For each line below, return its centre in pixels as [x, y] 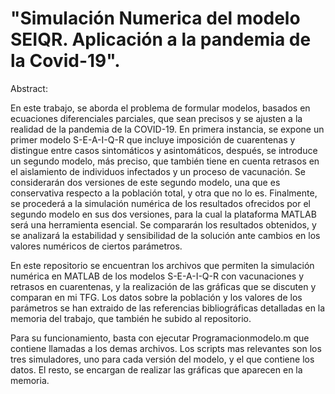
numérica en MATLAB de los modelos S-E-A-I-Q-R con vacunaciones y [157, 276]
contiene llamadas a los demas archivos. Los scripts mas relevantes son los [166, 348]
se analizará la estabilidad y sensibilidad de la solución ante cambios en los [165, 235]
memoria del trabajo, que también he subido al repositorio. [131, 318]
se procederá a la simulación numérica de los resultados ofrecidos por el [160, 203]
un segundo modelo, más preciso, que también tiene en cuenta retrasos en [165, 161]
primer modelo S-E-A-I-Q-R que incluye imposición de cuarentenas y [153, 139]
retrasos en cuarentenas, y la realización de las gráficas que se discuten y [163, 286]
